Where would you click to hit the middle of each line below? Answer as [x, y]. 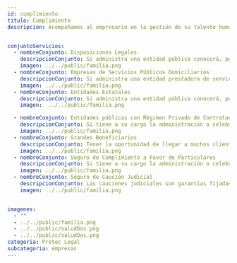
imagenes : [22, 209]
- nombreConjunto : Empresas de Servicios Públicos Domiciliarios [112, 72]
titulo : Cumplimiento [39, 21]
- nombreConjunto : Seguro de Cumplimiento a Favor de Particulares [115, 157]
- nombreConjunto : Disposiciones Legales [75, 53]
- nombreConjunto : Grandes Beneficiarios [75, 138]
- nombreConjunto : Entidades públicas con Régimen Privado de [107, 118]
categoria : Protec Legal [44, 242]
